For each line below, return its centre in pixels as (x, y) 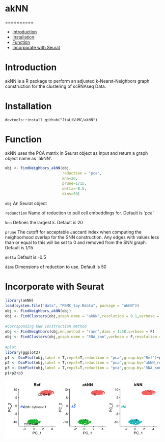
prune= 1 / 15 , (74, 184)
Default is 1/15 (19, 248)
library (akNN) (20, 300)
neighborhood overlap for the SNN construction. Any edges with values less (82, 237)
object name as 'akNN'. (29, 158)
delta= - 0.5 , (74, 189)
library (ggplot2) (23, 352)
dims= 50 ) (71, 194)
